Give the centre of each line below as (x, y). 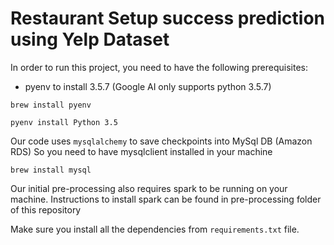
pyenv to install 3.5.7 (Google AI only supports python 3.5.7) (148, 86)
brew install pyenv (51, 105)
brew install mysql (51, 170)
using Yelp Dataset (90, 39)
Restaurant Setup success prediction (168, 18)
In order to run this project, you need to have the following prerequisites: (159, 67)
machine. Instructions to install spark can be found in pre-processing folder (166, 199)
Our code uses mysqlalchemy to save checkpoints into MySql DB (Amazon (161, 141)
